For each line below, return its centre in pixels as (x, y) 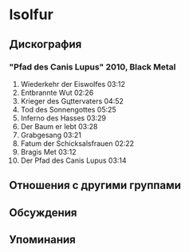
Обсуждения (43, 213)
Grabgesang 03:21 (51, 135)
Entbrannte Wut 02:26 (57, 93)
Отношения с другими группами (95, 185)
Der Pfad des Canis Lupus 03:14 (73, 160)
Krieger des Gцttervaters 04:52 (72, 100)
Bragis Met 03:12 (48, 152)
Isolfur (31, 15)
